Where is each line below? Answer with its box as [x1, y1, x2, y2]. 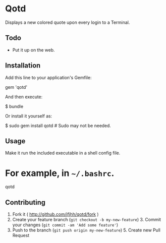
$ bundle [5, 103, 24, 109]
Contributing [5, 198, 46, 206]
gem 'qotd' [5, 84, 28, 90]
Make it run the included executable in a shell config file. [5, 150, 120, 156]
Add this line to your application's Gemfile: [5, 74, 92, 80]
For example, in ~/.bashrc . [5, 167, 114, 179]
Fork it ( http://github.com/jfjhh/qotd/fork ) [12, 211, 99, 217]
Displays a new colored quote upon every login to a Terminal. [5, 19, 130, 25]
